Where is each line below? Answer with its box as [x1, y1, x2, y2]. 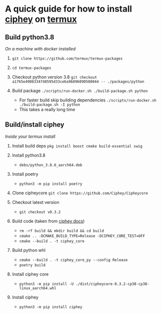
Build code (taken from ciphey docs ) [12, 218, 85, 224]
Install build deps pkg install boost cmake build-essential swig [12, 143, 143, 149]
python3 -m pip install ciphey [19, 304, 83, 309]
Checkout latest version [12, 199, 59, 205]
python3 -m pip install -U [19, 281, 74, 286]
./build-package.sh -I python [19, 102, 81, 107]
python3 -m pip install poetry [19, 181, 83, 186]
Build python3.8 [5, 33, 55, 41]
